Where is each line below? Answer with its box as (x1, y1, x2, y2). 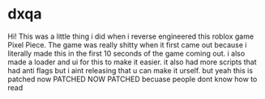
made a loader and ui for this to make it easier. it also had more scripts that (7, 57, 257, 67)
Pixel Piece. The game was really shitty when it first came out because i (7, 39, 248, 49)
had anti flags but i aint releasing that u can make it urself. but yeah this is (7, 65, 253, 75)
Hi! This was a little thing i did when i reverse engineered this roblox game (7, 31, 254, 41)
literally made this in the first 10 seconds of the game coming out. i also (7, 48, 246, 58)
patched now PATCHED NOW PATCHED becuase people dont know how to (7, 74, 258, 84)
